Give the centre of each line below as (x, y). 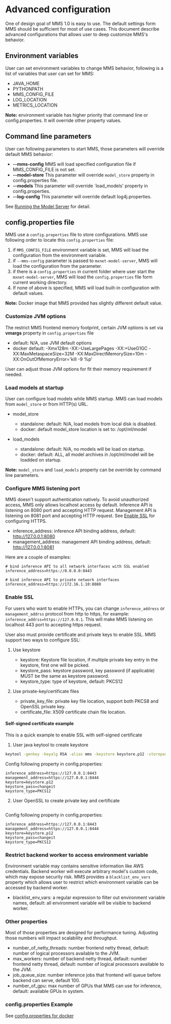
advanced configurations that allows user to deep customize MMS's (77, 34)
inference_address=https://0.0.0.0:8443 (49, 571)
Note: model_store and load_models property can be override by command (83, 470)
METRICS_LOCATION (35, 105)
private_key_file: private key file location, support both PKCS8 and (89, 701)
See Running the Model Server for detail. (48, 206)
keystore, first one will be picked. (55, 665)
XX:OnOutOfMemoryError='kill (45, 359)
